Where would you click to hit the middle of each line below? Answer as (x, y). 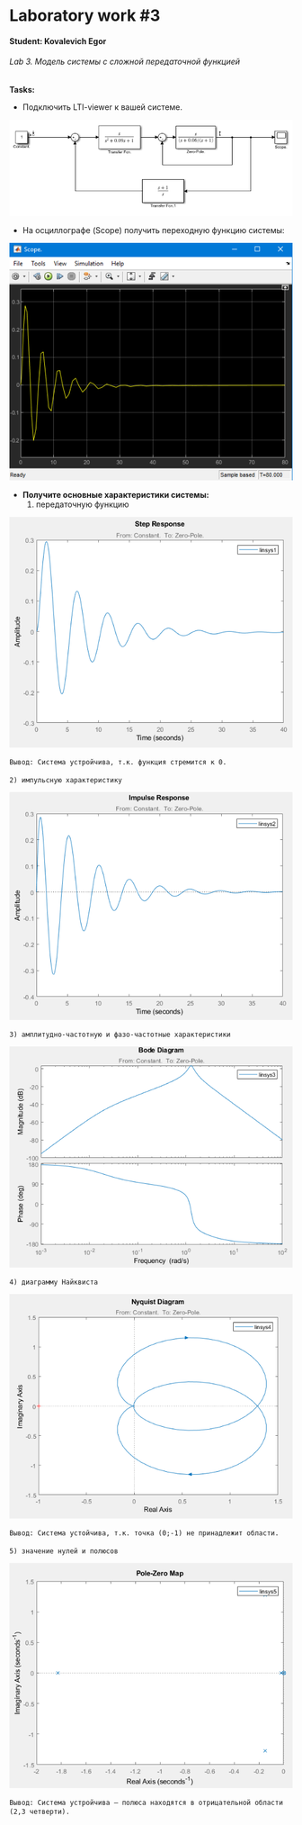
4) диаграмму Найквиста (54, 1283)
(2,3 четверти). (40, 1811)
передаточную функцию (82, 504)
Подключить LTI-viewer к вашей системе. (102, 107)
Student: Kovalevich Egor (58, 41)
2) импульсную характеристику (66, 781)
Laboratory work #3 (85, 16)
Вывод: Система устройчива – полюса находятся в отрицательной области (146, 1802)
